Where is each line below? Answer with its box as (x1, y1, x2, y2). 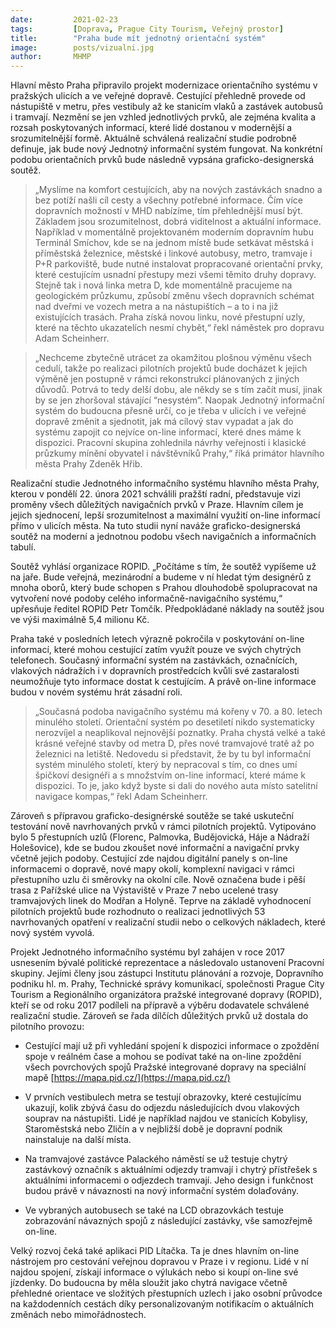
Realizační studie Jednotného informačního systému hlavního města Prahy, (10, 477, 320, 490)
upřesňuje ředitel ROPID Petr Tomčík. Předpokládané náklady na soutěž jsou (10, 603, 325, 615)
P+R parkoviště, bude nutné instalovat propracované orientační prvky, (34, 258, 323, 270)
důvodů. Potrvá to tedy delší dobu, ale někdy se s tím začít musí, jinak (34, 384, 323, 396)
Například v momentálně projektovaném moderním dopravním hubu (34, 226, 314, 238)
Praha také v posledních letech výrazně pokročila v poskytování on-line (10, 633, 305, 645)
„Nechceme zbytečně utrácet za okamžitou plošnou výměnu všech (34, 352, 312, 364)
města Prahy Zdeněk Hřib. (34, 458, 143, 470)
